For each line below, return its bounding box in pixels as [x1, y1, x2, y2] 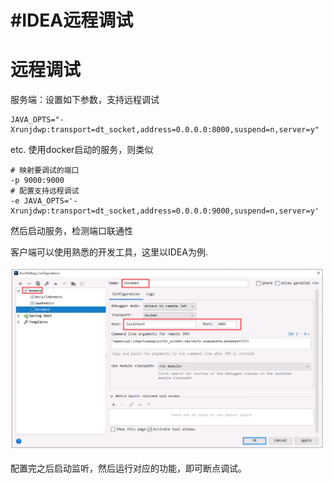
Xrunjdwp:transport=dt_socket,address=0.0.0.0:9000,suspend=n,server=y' [10, 206, 320, 216]
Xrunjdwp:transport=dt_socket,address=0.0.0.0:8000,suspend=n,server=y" [10, 125, 320, 135]
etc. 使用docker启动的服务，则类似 [10, 144, 154, 156]
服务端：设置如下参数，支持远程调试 [10, 94, 160, 106]
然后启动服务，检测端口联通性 [10, 225, 133, 237]
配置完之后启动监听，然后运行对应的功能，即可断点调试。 [10, 462, 247, 474]
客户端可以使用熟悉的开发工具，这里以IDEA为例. [10, 246, 208, 258]
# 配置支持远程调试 [10, 186, 80, 196]
